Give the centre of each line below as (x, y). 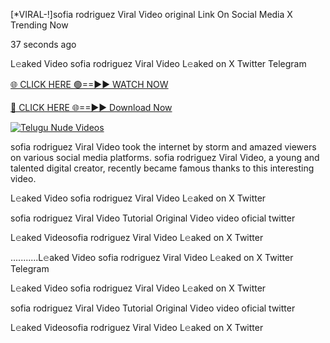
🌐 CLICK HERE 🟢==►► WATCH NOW (89, 84)
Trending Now (39, 25)
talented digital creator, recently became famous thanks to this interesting (162, 168)
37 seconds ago (43, 44)
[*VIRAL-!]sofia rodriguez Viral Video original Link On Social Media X (151, 14)
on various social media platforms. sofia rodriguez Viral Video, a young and (165, 157)
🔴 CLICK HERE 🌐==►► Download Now (91, 107)
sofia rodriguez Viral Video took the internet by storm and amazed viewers (163, 147)
